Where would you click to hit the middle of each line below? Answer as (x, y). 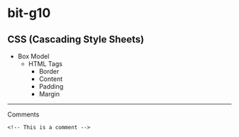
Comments (23, 114)
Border (49, 71)
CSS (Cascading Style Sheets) (76, 39)
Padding (51, 86)
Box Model (33, 56)
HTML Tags (45, 64)
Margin (49, 94)
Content (51, 79)
